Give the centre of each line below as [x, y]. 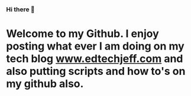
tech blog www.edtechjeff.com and [95, 59]
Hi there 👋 [21, 9]
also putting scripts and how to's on [96, 72]
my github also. [45, 84]
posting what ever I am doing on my [95, 46]
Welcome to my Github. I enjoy [83, 34]
